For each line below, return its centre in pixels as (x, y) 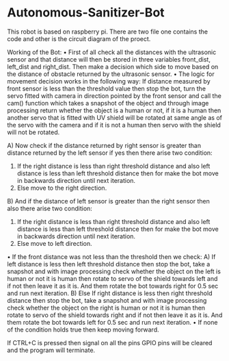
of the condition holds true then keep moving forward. (83, 329)
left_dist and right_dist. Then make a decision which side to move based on (113, 66)
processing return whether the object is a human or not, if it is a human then (114, 110)
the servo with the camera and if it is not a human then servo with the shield (114, 125)
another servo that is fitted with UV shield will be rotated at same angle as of (114, 117)
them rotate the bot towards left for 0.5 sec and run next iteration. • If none (112, 322)
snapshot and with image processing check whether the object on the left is (114, 271)
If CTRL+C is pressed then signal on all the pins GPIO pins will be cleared (110, 343)
